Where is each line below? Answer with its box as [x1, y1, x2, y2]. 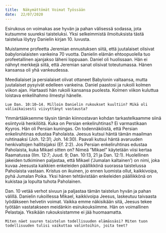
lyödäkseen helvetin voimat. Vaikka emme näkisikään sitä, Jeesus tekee [5, 198, 153, 204]
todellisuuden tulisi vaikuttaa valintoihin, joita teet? [5, 223, 128, 228]
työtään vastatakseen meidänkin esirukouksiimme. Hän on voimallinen [5, 204, 149, 210]
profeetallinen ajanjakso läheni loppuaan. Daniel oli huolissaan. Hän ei [5, 56, 148, 62]
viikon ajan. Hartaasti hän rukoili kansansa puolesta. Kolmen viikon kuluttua [5, 87, 159, 93]
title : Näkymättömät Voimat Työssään [5, 7, 85, 12]
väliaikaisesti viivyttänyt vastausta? [5, 106, 88, 111]
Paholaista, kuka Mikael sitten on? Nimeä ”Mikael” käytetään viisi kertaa [5, 147, 152, 153]
